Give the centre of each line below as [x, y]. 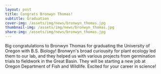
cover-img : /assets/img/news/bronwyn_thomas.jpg [55, 23]
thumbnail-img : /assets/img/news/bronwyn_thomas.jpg [60, 28]
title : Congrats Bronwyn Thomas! [39, 14]
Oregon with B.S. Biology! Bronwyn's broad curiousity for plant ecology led [80, 51]
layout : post [18, 9]
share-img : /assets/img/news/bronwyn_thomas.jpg [55, 32]
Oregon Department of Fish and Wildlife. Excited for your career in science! [81, 66]
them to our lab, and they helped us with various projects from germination [80, 56]
